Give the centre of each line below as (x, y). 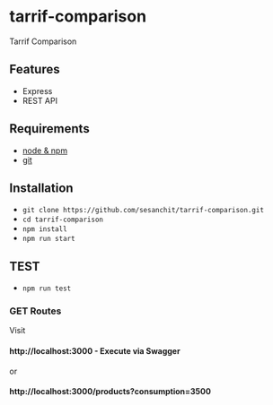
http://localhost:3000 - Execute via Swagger (95, 351)
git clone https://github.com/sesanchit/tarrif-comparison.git (143, 211)
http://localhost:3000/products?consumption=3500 (110, 392)
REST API (40, 100)
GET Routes (35, 311)
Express (37, 90)
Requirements (49, 129)
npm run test (47, 289)
